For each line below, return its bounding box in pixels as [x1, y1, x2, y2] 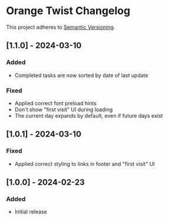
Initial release [14, 208, 47, 215]
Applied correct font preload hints [14, 99, 97, 106]
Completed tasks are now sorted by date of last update [14, 72, 148, 79]
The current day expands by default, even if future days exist [14, 112, 163, 119]
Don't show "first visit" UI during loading [14, 106, 113, 113]
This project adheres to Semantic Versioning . [6, 24, 115, 31]
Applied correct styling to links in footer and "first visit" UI [14, 160, 155, 167]
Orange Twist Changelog [6, 4, 131, 18]
